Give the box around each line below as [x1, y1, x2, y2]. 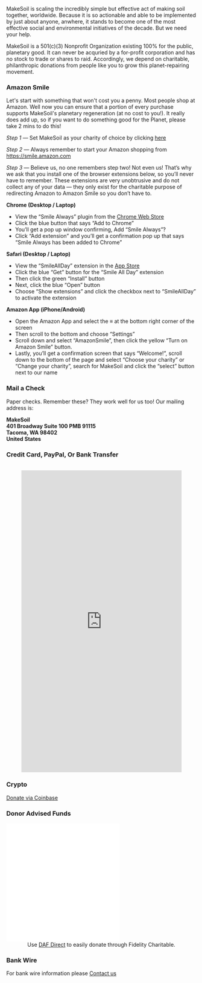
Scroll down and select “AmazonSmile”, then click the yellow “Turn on [14, 337, 188, 344]
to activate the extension [14, 294, 77, 301]
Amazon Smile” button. [14, 344, 72, 351]
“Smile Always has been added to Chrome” [14, 239, 122, 246]
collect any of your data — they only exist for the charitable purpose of [6, 184, 182, 191]
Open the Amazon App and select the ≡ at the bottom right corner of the [14, 318, 195, 325]
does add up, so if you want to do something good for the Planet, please [6, 116, 186, 123]
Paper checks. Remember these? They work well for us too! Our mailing [6, 398, 185, 405]
